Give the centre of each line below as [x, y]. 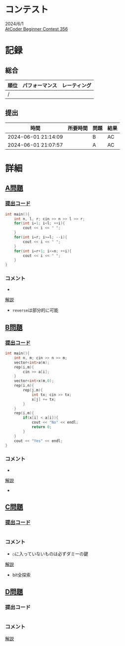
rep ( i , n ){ [24, 386]
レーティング [76, 85]
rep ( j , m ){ [33, 390]
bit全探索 [21, 575]
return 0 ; [42, 427]
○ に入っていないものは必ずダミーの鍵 [50, 554]
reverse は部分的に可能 [35, 310]
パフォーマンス [40, 85]
